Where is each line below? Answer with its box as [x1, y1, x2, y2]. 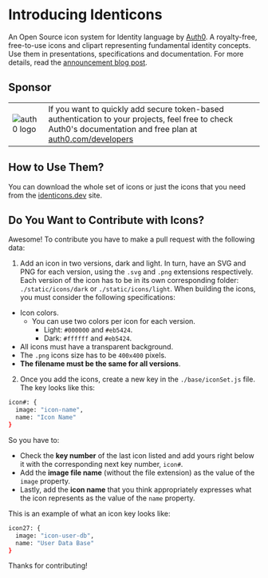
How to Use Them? [8, 161, 104, 174]
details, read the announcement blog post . [8, 58, 148, 67]
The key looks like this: [19, 383, 96, 393]
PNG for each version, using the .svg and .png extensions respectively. [19, 267, 254, 277]
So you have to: [8, 435, 60, 444]
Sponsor [8, 81, 52, 94]
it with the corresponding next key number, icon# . [19, 459, 183, 468]
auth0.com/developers [48, 134, 134, 145]
